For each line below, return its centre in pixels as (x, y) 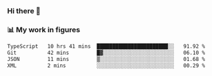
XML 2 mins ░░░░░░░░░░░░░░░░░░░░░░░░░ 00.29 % (106, 65)
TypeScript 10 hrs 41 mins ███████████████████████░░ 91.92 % (106, 47)
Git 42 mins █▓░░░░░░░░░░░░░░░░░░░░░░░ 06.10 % (106, 53)
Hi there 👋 (24, 11)
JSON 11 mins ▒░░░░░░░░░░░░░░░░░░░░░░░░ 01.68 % (106, 59)
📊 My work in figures (44, 29)
